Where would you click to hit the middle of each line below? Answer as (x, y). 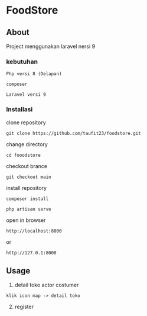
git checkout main (29, 177)
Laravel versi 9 (26, 95)
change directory (27, 144)
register (24, 307)
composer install (27, 199)
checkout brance (27, 166)
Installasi (19, 109)
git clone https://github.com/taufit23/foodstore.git (74, 133)
